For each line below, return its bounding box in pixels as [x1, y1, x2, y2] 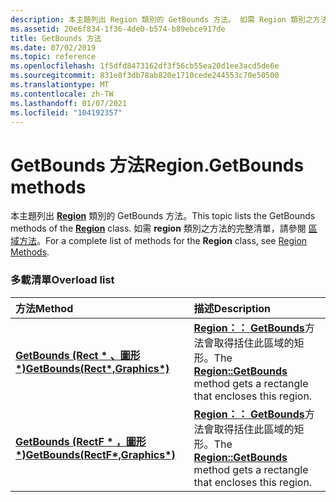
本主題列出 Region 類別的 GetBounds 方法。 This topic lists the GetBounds [10, 210, 316, 222]
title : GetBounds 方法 [10, 33, 102, 43]
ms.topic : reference [10, 52, 97, 62]
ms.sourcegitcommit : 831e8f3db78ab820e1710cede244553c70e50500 [10, 71, 280, 81]
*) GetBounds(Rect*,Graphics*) [15, 361, 170, 375]
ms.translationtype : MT [10, 80, 110, 90]
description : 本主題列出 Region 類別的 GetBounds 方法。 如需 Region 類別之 [10, 14, 313, 25]
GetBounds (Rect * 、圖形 [15, 348, 141, 362]
